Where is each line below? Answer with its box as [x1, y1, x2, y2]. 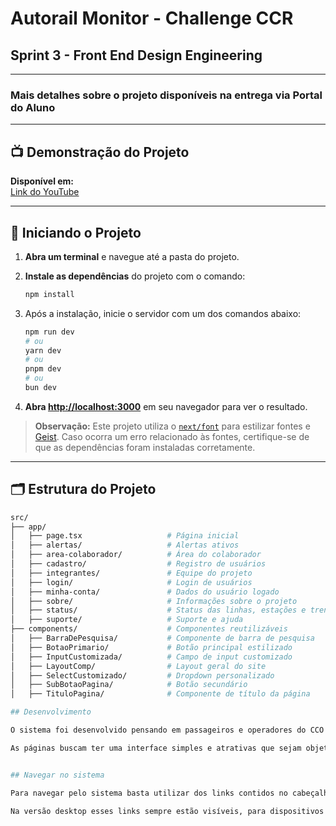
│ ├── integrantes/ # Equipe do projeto [10, 568, 253, 578]
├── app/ [10, 522, 47, 532]
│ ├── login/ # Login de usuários [10, 577, 253, 587]
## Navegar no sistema [10, 770, 105, 780]
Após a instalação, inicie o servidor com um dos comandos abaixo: [24, 307, 302, 319]
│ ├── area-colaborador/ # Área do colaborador [10, 550, 262, 560]
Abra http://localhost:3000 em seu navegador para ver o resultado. [24, 400, 308, 412]
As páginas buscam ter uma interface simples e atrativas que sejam [10, 743, 302, 753]
